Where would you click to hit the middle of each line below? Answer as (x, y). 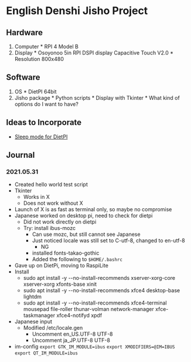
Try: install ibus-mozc (50, 228)
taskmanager (39, 316)
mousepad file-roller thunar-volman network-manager (88, 309)
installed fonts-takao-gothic (66, 253)
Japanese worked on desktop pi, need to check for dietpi (83, 216)
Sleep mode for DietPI (41, 137)
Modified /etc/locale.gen (53, 328)
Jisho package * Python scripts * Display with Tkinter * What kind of (97, 97)
